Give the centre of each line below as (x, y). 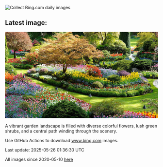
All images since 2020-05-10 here (39, 159)
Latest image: (26, 23)
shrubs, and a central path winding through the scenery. (61, 131)
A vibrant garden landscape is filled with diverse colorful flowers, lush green (81, 126)
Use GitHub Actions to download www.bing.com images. (62, 141)
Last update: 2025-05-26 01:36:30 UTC (45, 150)
